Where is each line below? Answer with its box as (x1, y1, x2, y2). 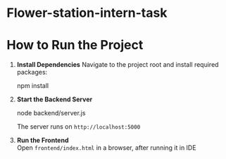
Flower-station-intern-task (6, 5, 168, 21)
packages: (16, 68, 48, 77)
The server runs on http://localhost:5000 (16, 122, 141, 131)
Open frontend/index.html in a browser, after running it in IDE (16, 144, 196, 152)
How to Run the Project (6, 37, 144, 53)
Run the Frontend (16, 136, 69, 145)
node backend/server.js (16, 109, 86, 117)
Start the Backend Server (16, 95, 93, 103)
